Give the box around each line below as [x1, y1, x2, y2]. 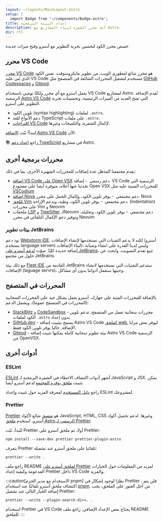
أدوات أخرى [5, 349, 37, 357]
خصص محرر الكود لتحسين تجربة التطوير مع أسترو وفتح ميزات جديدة [5, 43, 129, 49]
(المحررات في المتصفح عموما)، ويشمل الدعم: [5, 299, 89, 305]
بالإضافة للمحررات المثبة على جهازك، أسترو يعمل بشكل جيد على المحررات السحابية [5, 294, 157, 300]
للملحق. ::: [5, 511, 25, 517]
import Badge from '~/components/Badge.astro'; [10, 16, 109, 21]
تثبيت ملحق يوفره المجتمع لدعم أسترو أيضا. [5, 380, 84, 386]
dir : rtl [5, 30, 23, 35]
